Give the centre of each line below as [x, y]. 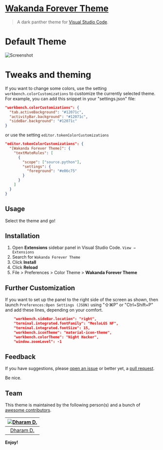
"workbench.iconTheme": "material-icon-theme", [63, 332]
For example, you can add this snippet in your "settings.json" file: [70, 98]
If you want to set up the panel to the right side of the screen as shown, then [81, 300]
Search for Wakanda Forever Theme [46, 257]
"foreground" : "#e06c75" [52, 171]
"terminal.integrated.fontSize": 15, [52, 328]
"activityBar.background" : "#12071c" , [49, 117]
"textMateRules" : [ [34, 153]
